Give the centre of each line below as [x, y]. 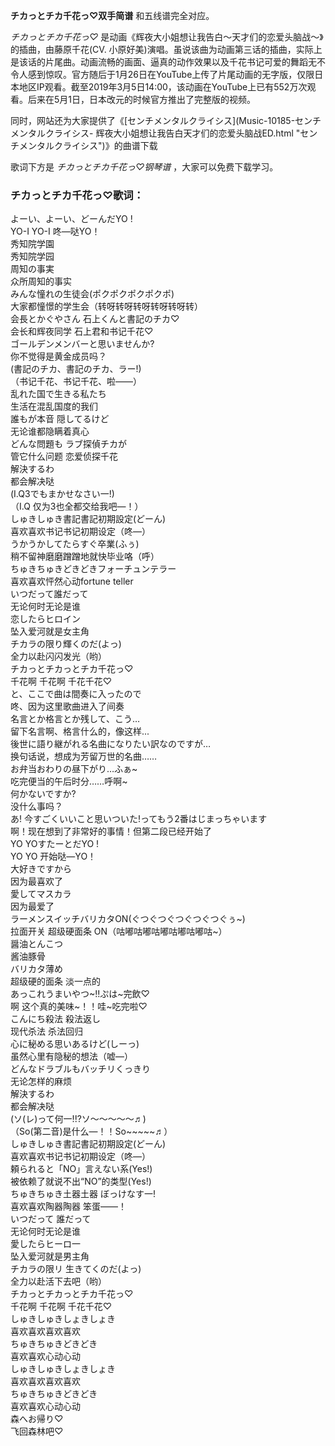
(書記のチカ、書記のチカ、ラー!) [76, 369]
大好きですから [41, 869]
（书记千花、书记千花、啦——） [76, 381]
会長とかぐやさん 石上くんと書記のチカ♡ [95, 319]
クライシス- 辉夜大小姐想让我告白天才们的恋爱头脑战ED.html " [172, 133]
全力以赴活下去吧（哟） [58, 1281]
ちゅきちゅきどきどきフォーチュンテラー [93, 569]
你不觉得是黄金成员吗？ [58, 356]
